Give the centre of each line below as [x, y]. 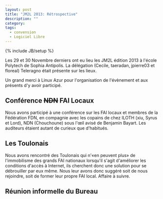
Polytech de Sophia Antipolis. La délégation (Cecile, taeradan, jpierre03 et [80, 65]
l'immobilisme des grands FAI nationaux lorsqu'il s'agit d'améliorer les [76, 160]
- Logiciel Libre [27, 37]
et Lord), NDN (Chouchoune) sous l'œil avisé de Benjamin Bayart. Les [76, 123]
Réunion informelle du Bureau [52, 191]
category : [15, 23]
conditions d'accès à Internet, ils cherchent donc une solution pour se [76, 166]
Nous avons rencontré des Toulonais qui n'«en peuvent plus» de [70, 155]
